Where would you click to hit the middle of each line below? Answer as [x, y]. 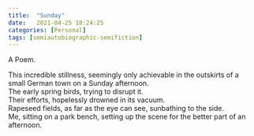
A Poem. [22, 60]
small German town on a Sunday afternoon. [78, 83]
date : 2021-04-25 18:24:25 [56, 23]
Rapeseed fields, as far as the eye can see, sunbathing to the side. [116, 108]
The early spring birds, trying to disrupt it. [76, 92]
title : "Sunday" [37, 15]
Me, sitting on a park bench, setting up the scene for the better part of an [127, 117]
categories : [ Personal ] [47, 30]
